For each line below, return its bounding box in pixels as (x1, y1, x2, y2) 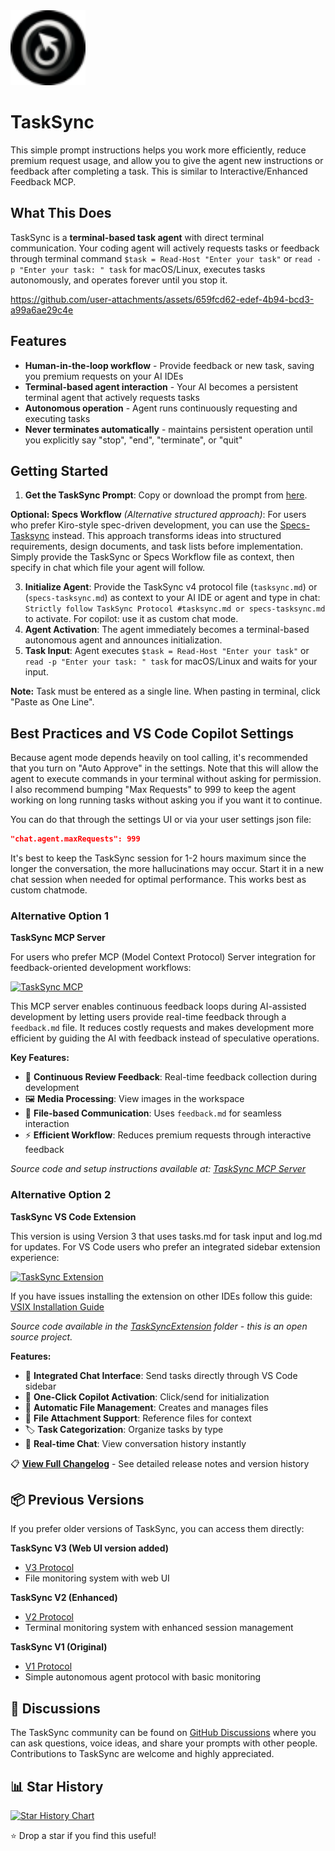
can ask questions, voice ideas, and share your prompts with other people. (10, 1737, 318, 1749)
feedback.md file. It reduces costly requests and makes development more (10, 1022, 315, 1034)
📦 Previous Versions (10, 1492, 145, 1509)
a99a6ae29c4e (10, 304, 74, 316)
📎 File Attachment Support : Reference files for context (24, 1412, 252, 1424)
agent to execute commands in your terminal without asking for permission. (10, 773, 322, 785)
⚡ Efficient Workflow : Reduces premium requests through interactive (24, 1129, 312, 1141)
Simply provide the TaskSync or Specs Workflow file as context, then (10, 551, 295, 563)
